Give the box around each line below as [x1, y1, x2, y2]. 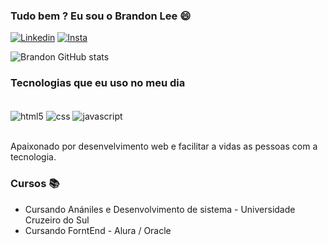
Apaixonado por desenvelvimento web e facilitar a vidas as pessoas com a [10, 140, 318, 153]
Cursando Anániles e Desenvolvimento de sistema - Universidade [24, 203, 296, 215]
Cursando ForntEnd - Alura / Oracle [24, 224, 172, 236]
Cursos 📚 [10, 177, 60, 191]
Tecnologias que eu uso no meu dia [10, 76, 186, 90]
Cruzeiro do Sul [24, 214, 90, 226]
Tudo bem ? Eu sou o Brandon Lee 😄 [10, 9, 192, 23]
